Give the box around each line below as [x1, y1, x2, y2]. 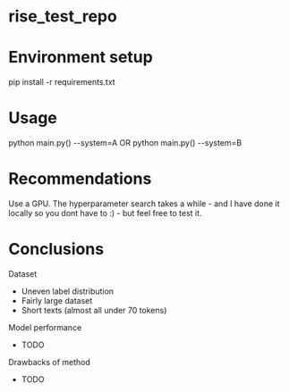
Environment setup [8, 47, 153, 68]
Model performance [8, 321, 82, 332]
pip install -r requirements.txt [8, 77, 115, 88]
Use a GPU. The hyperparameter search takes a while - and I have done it [8, 198, 280, 209]
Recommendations [8, 169, 152, 189]
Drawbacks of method [8, 356, 91, 367]
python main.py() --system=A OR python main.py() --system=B [8, 138, 242, 148]
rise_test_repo [8, 6, 117, 27]
